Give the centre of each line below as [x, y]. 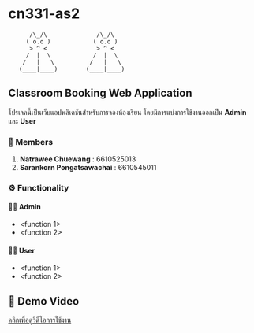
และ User [22, 121]
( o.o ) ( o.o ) [72, 41]
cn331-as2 [44, 14]
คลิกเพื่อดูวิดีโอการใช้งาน [40, 320]
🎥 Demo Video [44, 301]
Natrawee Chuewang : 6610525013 [78, 159]
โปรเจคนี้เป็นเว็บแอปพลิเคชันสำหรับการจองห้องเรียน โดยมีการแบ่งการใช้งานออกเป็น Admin [127, 112]
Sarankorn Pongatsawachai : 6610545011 [88, 168]
